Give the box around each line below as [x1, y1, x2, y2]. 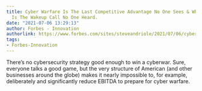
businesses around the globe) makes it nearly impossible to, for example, [6, 71, 188, 78]
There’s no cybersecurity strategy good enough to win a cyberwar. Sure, [6, 58, 186, 66]
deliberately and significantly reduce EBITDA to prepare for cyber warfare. [6, 77, 191, 84]
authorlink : [6, 31, 36, 37]
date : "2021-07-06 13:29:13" [6, 20, 79, 26]
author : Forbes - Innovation [6, 25, 79, 32]
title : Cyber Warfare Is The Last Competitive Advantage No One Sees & [6, 8, 189, 15]
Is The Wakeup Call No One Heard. [11, 14, 98, 20]
